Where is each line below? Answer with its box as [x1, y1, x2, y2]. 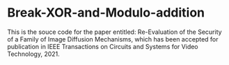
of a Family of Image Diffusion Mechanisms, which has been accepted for [7, 35, 219, 43]
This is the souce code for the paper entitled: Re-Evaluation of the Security [7, 28, 222, 36]
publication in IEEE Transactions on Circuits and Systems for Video [7, 42, 198, 50]
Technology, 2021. [7, 50, 61, 58]
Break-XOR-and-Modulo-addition [7, 5, 205, 21]
